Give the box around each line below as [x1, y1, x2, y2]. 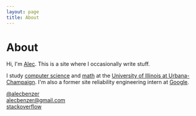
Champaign [6, 79, 35, 86]
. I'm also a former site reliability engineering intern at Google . [35, 79, 189, 86]
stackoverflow [6, 103, 42, 111]
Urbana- [168, 72, 190, 79]
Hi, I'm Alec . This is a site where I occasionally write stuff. [6, 60, 150, 68]
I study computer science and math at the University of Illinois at [6, 72, 167, 79]
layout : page [6, 8, 39, 15]
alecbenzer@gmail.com [6, 97, 66, 104]
